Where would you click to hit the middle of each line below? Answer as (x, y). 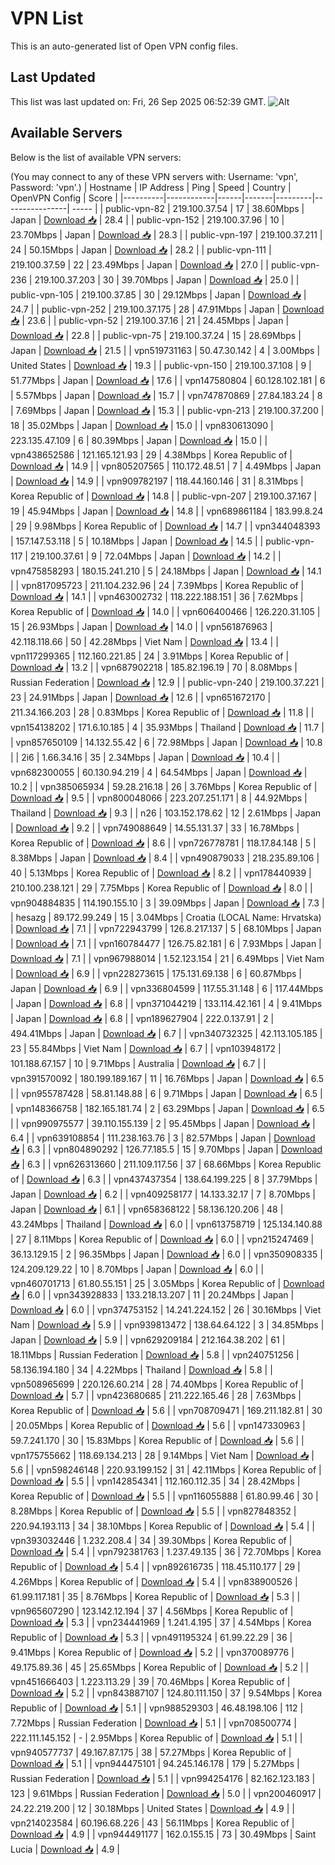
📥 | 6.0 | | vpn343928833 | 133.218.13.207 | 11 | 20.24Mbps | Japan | (152, 1294)
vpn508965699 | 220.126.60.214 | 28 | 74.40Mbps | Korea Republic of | (157, 1384)
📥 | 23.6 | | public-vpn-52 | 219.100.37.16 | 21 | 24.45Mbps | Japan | (150, 320)
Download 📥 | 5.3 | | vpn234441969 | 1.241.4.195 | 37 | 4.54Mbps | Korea (161, 1622)
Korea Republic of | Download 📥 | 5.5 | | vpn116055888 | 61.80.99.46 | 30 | (164, 1496)
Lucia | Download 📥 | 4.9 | (65, 1849)
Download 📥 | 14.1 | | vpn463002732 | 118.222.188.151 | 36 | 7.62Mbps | (157, 596)
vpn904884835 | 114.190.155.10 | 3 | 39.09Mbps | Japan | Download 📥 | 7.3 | (167, 903)
